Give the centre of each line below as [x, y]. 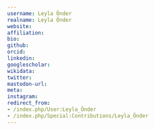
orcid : [16, 52]
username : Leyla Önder [39, 13]
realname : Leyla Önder [39, 20]
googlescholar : [29, 65]
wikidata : [21, 71]
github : [18, 45]
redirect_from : [29, 103]
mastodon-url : [27, 84]
